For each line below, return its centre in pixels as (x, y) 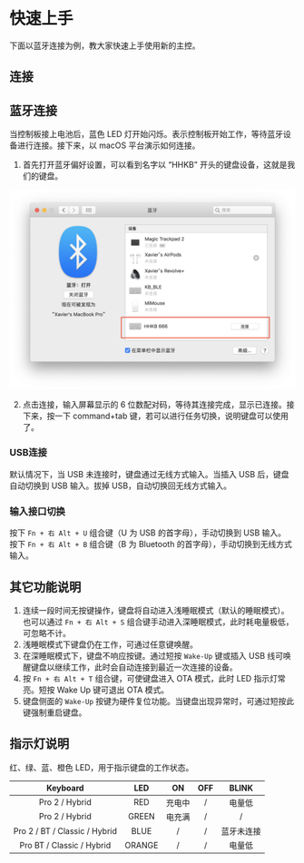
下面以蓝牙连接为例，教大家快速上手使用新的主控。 (105, 45)
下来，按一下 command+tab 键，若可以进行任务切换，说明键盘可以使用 (155, 416)
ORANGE (142, 845)
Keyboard (65, 788)
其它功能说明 (45, 587)
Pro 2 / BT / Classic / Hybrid (65, 830)
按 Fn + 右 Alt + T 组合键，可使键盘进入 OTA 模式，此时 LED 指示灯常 (154, 678)
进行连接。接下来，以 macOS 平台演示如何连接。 (108, 145)
